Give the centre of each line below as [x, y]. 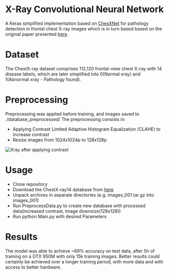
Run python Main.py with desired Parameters [59, 216]
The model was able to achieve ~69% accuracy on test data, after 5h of [80, 251]
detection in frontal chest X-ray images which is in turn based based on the [84, 28]
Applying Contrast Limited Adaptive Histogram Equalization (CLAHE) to [87, 129]
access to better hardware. [33, 267]
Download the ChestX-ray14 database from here [63, 189]
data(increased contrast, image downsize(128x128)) [67, 211]
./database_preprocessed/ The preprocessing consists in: [66, 119]
